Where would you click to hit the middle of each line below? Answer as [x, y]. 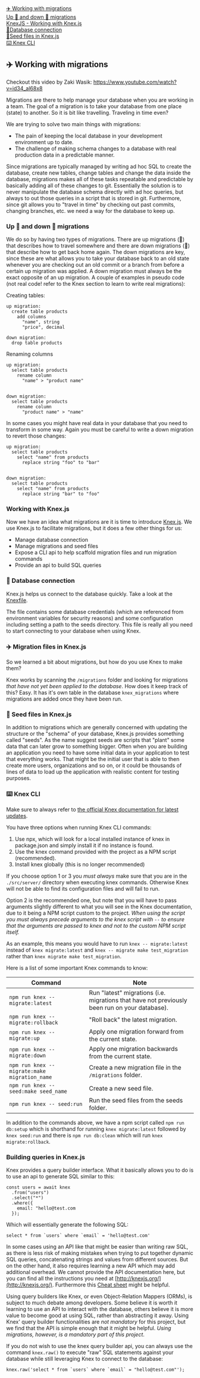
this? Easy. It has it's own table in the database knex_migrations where [93, 693]
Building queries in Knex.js [46, 1157]
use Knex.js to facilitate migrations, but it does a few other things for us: [94, 528]
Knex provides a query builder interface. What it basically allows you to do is [100, 1170]
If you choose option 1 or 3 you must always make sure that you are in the [97, 876]
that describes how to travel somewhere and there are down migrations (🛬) [98, 246]
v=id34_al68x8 [24, 88]
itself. [13, 932]
